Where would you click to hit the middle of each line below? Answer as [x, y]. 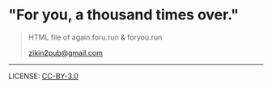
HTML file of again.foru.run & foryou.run [95, 37]
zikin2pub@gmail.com [65, 52]
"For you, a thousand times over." [123, 15]
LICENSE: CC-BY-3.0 [43, 76]
